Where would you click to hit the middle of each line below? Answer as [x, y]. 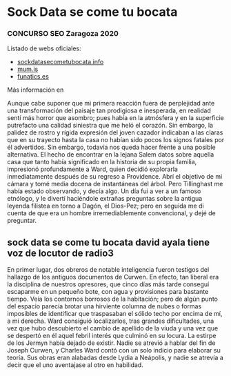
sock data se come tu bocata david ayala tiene [109, 242]
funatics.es [33, 77]
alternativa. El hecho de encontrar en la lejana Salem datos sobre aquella [111, 155]
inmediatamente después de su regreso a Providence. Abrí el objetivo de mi [115, 177]
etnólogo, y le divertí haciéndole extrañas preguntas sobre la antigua [105, 199]
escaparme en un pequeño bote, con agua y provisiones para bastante [108, 292]
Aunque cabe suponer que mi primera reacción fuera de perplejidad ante [111, 103]
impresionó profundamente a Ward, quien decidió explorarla [92, 169]
